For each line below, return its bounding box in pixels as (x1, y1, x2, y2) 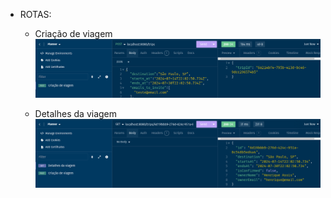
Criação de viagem (34, 28, 113, 39)
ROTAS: (19, 9, 52, 20)
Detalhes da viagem (34, 108, 118, 120)
